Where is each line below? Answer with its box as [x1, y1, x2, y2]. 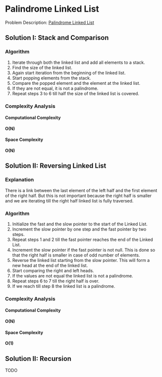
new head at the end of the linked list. [12, 262, 88, 268]
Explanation [5, 177, 34, 183]
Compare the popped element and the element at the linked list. [12, 80, 141, 86]
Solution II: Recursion [5, 355, 72, 363]
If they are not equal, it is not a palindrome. [12, 85, 99, 91]
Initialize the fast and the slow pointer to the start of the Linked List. [12, 221, 148, 227]
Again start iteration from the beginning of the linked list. [12, 70, 126, 76]
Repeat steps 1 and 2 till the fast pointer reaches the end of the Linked [12, 237, 153, 242]
